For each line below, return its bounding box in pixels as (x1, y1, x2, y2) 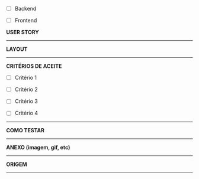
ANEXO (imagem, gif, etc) (6, 144, 70, 151)
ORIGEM (6, 161, 27, 168)
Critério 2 (14, 86, 38, 93)
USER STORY (6, 29, 40, 36)
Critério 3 (14, 97, 38, 105)
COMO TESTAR (6, 127, 44, 134)
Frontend (14, 17, 37, 24)
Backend (14, 5, 37, 12)
